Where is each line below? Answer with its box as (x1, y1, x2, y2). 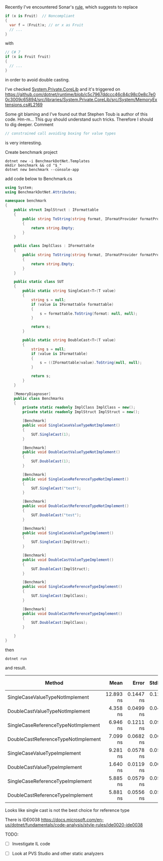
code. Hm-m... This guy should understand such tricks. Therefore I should (5, 116, 153, 122)
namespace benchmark (5, 198, 47, 204)
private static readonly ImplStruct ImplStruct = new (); (22, 410, 140, 414)
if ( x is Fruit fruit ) (5, 55, 51, 59)
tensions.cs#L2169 (5, 102, 43, 108)
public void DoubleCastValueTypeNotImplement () (22, 450, 120, 455)
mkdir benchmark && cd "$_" (5, 163, 62, 168)
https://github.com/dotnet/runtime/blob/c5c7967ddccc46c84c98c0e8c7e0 (5, 91, 156, 97)
